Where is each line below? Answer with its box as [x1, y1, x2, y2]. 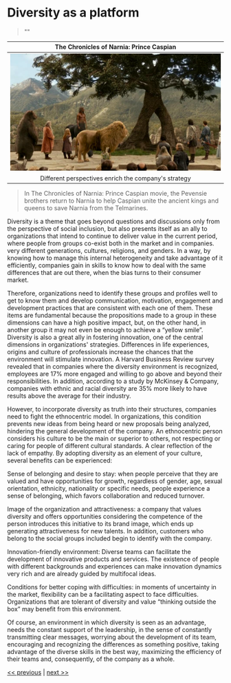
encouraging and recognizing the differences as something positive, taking [7, 640, 220, 649]
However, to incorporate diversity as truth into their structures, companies [7, 405, 217, 414]
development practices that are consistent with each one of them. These [7, 304, 213, 312]
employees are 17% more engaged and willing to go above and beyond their [7, 370, 222, 378]
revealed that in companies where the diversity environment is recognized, [7, 363, 219, 371]
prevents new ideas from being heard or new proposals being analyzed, [7, 420, 211, 428]
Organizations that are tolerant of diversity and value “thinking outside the [7, 598, 217, 606]
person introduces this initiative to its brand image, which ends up [7, 520, 194, 528]
